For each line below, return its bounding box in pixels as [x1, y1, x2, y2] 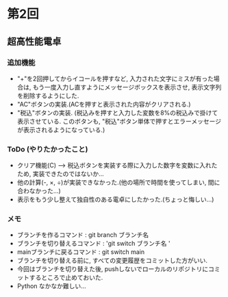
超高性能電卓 [7, 36, 62, 47]
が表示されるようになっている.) [16, 126, 105, 134]
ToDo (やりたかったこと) [7, 144, 88, 154]
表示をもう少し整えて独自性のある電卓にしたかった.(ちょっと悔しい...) [16, 195, 214, 203]
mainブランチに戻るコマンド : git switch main [16, 248, 145, 256]
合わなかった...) [16, 187, 62, 195]
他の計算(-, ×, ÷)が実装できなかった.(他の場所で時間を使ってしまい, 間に [16, 178, 220, 186]
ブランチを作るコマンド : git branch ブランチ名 [16, 231, 149, 239]
